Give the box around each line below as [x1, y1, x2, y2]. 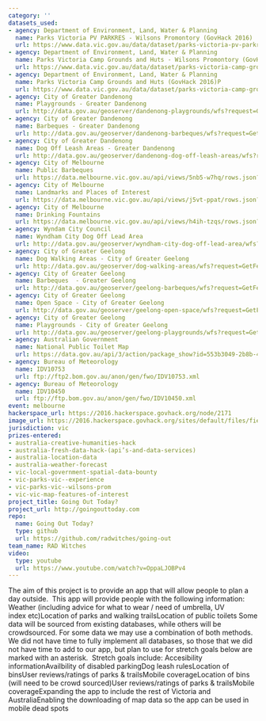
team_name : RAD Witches [8, 542, 87, 550]
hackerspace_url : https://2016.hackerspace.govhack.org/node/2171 [8, 410, 232, 418]
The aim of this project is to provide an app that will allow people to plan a [8, 586, 249, 595]
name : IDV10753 [15, 365, 66, 373]
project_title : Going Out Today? [8, 498, 119, 505]
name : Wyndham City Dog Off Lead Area [15, 233, 144, 241]
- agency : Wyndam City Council [8, 225, 112, 234]
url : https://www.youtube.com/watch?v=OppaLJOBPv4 [15, 564, 186, 572]
